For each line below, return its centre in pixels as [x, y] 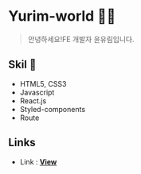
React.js [33, 101]
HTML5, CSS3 [43, 83]
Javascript [37, 92]
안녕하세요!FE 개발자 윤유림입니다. [81, 39]
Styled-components [53, 109]
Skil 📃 [23, 65]
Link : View [38, 161]
